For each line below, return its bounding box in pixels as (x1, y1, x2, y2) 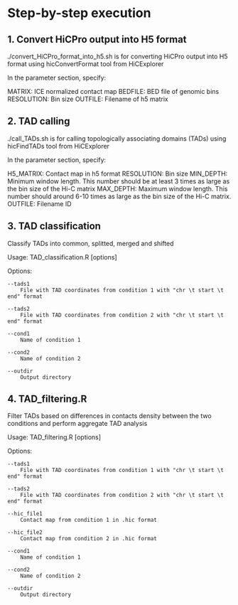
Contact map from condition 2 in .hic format (20, 535, 158, 542)
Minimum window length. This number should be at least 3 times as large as (7, 176, 230, 186)
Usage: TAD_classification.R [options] (7, 252, 117, 261)
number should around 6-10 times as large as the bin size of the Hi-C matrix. (7, 192, 232, 200)
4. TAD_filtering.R (7, 393, 87, 405)
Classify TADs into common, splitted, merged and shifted (7, 239, 174, 247)
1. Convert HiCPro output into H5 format (7, 33, 187, 45)
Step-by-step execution (7, 5, 151, 21)
